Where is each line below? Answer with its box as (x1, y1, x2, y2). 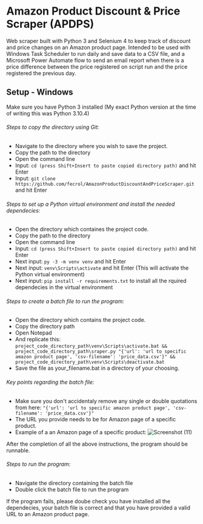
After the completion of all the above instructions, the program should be (6, 440, 188, 447)
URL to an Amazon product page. (6, 510, 90, 517)
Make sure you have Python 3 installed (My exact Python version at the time (6, 103, 196, 111)
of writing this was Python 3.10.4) (6, 109, 90, 117)
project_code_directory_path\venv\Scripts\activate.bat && (15, 343, 168, 350)
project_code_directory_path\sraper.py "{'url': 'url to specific (15, 349, 187, 355)
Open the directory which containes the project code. (15, 226, 149, 233)
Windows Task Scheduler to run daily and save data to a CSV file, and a (6, 50, 185, 57)
